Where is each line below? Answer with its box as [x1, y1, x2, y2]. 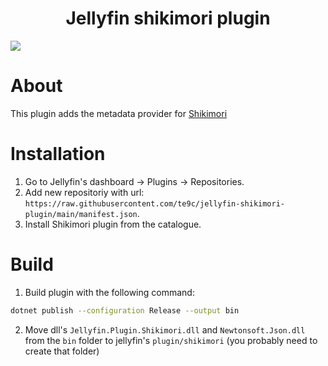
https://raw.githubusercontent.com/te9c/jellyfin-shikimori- [24, 198, 286, 209]
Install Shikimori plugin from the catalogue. [24, 218, 202, 230]
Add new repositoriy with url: [24, 186, 145, 198]
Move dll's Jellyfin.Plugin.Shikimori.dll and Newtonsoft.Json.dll [24, 323, 306, 336]
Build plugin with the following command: [24, 286, 195, 298]
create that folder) [24, 345, 100, 357]
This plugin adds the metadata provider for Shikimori [10, 107, 228, 119]
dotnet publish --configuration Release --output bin [10, 305, 240, 316]
